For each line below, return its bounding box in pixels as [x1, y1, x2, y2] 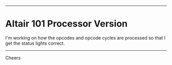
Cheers [5, 54, 21, 61]
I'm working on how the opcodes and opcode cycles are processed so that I [5, 35, 166, 41]
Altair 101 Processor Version [5, 18, 128, 29]
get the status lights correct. [5, 40, 65, 46]
